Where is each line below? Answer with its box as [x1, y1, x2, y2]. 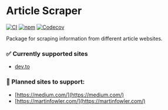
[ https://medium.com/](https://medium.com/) [14, 91, 125, 98]
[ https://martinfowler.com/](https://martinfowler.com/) [14, 97, 146, 104]
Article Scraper [6, 4, 82, 18]
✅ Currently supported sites [6, 49, 88, 58]
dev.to [14, 63, 31, 70]
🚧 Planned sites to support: [6, 78, 85, 86]
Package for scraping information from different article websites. [6, 35, 163, 42]
